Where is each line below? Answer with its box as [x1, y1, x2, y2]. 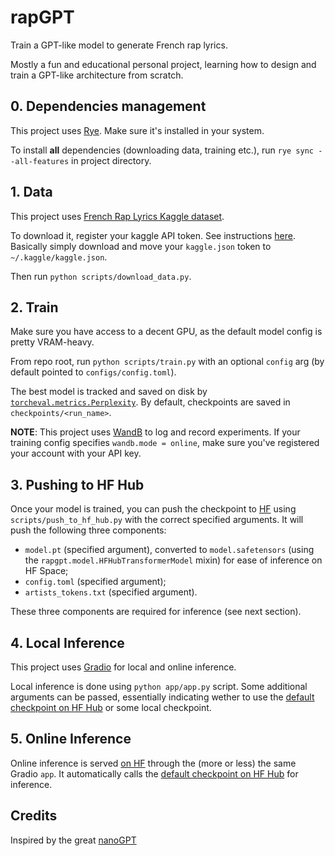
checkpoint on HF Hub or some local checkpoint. [10, 702, 212, 713]
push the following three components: [10, 524, 167, 536]
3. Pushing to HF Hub [10, 476, 145, 493]
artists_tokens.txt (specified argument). [24, 586, 198, 598]
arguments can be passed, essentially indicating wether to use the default [10, 691, 315, 703]
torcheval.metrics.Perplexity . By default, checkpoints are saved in [10, 396, 291, 408]
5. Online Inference [10, 731, 132, 748]
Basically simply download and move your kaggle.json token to [10, 240, 272, 252]
